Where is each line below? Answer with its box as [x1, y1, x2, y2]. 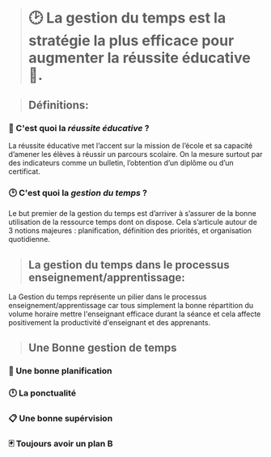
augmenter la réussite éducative [28, 49, 251, 67]
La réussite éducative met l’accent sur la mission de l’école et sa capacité [8, 141, 253, 150]
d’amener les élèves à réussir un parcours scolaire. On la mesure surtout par [8, 149, 263, 159]
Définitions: [28, 98, 89, 112]
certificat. [8, 166, 40, 176]
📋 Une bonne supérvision [8, 413, 113, 424]
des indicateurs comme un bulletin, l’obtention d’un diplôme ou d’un [8, 158, 234, 167]
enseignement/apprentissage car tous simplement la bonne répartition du [8, 300, 253, 310]
